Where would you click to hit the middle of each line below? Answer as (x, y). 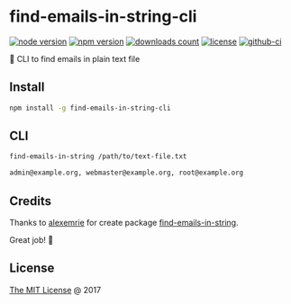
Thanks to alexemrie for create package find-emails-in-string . (124, 223)
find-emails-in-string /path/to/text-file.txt (98, 156)
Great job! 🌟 (32, 240)
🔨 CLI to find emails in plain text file (75, 58)
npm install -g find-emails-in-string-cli (90, 108)
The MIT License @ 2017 (55, 290)
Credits (31, 201)
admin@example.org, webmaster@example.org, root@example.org (127, 173)
